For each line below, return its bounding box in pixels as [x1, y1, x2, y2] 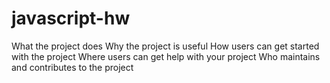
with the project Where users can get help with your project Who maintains [11, 50, 321, 62]
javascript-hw [11, 7, 131, 30]
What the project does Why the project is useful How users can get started [11, 40, 320, 52]
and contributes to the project [11, 61, 134, 73]
